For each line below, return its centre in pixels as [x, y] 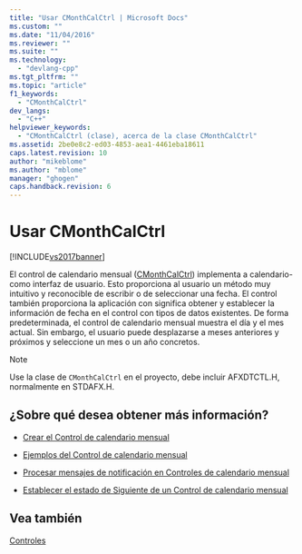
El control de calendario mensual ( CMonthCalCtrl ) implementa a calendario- [151, 274]
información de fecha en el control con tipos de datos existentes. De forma [149, 313]
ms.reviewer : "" [40, 43]
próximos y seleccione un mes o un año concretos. [105, 342]
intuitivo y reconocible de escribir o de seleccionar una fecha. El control [143, 294]
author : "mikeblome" [49, 161]
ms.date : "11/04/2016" [52, 35]
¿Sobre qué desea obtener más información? [139, 415]
